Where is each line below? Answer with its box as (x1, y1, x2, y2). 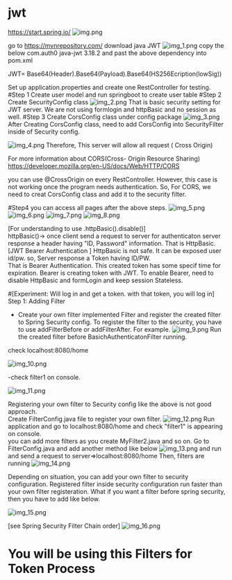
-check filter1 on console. (8, 373, 81, 381)
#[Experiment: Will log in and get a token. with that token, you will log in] (8, 289, 215, 298)
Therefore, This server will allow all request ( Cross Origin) (45, 140, 213, 149)
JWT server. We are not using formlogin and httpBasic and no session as (8, 105, 217, 113)
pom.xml (8, 56, 33, 64)
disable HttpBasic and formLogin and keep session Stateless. (8, 276, 183, 284)
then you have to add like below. (8, 494, 100, 503)
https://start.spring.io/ (8, 28, 72, 36)
